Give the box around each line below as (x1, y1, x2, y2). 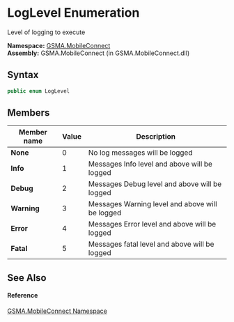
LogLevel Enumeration (7, 5, 140, 21)
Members (7, 107, 50, 119)
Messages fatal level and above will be (88, 239, 214, 249)
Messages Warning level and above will (88, 199, 217, 209)
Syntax (7, 69, 39, 81)
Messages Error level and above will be (88, 220, 217, 229)
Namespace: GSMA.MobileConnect (7, 41, 111, 49)
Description (135, 132, 176, 141)
